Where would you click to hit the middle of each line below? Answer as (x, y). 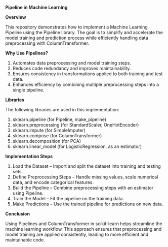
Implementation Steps (29, 156)
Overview (16, 17)
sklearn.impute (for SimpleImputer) (49, 130)
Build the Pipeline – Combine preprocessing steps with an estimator (83, 188)
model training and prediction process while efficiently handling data (77, 38)
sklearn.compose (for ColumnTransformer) (57, 136)
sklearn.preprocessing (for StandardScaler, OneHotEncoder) (76, 125)
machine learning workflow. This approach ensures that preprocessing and (83, 229)
